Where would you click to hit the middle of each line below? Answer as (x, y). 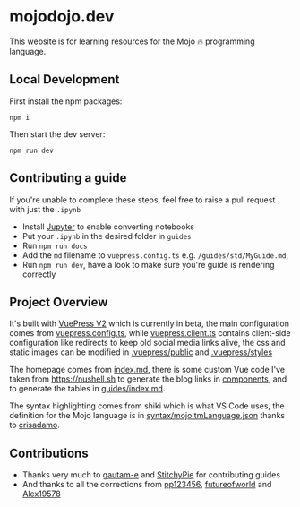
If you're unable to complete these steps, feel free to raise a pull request (142, 200)
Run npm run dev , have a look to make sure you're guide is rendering (148, 264)
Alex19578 (41, 494)
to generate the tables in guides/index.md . (87, 389)
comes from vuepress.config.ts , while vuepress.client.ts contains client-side (150, 333)
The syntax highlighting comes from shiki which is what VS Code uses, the (147, 406)
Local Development (64, 79)
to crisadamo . (34, 425)
